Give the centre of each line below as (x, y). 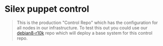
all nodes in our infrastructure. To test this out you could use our (82, 27)
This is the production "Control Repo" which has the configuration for (87, 23)
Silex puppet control (47, 9)
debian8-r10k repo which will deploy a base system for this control (84, 33)
